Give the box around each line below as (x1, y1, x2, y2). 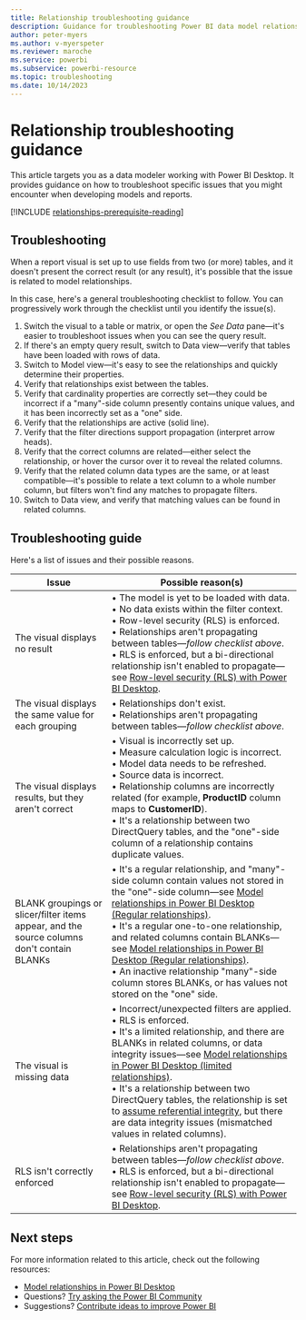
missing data (15, 1071, 70, 1084)
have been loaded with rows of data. (23, 350, 161, 361)
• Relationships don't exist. (111, 697, 226, 710)
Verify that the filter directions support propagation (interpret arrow (23, 427, 275, 438)
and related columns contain (111, 931, 233, 944)
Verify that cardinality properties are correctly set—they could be (23, 388, 268, 400)
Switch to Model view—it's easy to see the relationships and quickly (23, 360, 278, 371)
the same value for (15, 709, 94, 721)
